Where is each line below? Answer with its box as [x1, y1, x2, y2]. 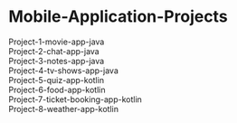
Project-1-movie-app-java [8, 36, 105, 47]
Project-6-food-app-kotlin [8, 84, 106, 95]
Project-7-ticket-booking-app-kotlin [8, 93, 142, 105]
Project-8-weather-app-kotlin [8, 103, 119, 114]
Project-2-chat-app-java [8, 45, 100, 56]
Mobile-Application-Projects [8, 6, 228, 27]
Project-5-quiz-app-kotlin [8, 74, 105, 85]
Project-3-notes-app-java [8, 55, 105, 66]
